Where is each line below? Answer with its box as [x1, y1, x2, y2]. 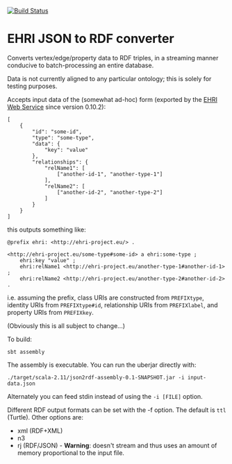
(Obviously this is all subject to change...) [7, 321, 126, 329]
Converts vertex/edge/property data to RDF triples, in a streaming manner [7, 53, 219, 62]
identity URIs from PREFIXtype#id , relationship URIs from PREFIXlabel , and [7, 300, 218, 309]
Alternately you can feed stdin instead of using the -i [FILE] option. [7, 392, 203, 400]
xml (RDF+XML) [17, 427, 63, 435]
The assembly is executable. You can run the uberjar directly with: [7, 361, 197, 369]
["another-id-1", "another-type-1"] [56, 171, 163, 178]
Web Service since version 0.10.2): [7, 103, 106, 111]
